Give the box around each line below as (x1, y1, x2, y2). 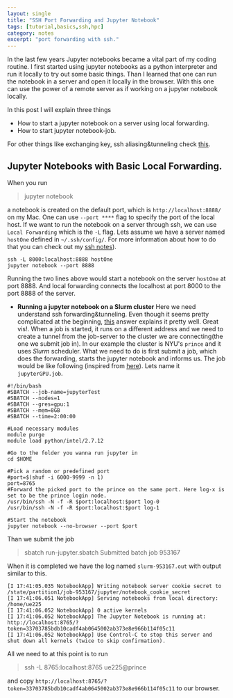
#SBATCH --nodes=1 (7, 395, 60, 402)
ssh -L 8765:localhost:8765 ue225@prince (24, 663, 147, 672)
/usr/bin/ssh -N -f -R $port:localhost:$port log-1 (7, 504, 159, 511)
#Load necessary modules (7, 425, 79, 432)
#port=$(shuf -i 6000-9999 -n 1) (7, 474, 104, 481)
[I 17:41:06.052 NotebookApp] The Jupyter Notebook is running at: (7, 613, 207, 620)
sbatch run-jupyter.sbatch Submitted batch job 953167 (24, 548, 181, 557)
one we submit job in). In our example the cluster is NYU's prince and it (17, 339, 221, 348)
